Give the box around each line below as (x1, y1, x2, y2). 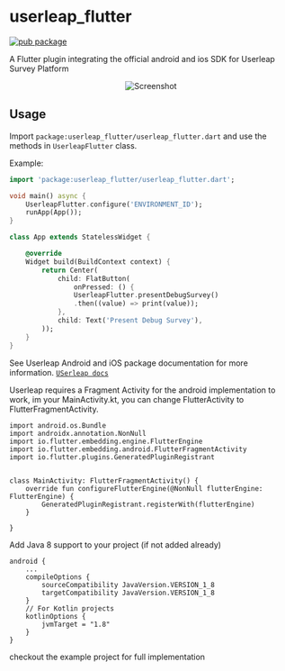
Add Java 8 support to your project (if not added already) (9, 539, 222, 550)
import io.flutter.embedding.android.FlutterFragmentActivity (9, 444, 247, 454)
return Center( (41, 266, 99, 275)
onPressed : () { (73, 282, 135, 292)
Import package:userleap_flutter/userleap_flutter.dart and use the (9, 131, 267, 141)
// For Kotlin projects (25, 603, 115, 613)
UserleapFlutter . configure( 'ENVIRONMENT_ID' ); (25, 200, 203, 209)
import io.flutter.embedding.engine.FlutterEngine (9, 437, 203, 446)
